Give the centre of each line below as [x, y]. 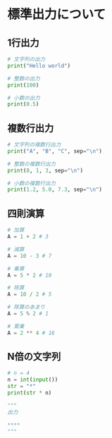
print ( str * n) [30, 393]
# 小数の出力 [24, 98]
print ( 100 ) [23, 85]
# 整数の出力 [24, 78]
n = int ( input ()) [33, 380]
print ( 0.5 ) [23, 104]
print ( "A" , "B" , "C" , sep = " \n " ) [55, 151]
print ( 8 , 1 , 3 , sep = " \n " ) [45, 170]
